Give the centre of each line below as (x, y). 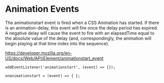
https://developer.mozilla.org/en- (39, 53)
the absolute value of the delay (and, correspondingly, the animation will (78, 38)
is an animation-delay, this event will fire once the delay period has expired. (82, 28)
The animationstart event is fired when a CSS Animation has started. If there (82, 23)
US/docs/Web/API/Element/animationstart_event (54, 58)
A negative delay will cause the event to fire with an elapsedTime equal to (80, 33)
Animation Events (42, 9)
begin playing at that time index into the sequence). (57, 43)
